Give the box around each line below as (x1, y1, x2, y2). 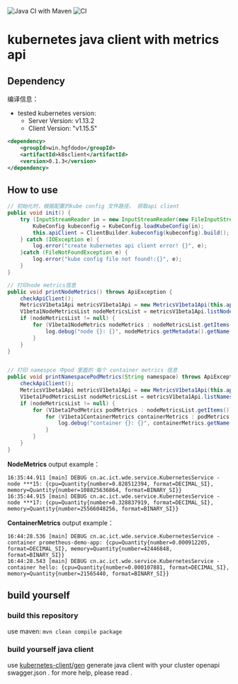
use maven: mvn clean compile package (7, 626, 123, 636)
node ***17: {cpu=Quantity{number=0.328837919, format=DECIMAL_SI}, (7, 498, 214, 506)
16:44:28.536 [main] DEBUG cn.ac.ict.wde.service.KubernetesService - (7, 533, 220, 540)
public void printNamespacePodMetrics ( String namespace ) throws (7, 373, 201, 380)
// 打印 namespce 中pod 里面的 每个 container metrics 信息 (7, 367, 178, 374)
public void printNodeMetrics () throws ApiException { (7, 288, 173, 295)
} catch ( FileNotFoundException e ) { (20, 249, 129, 256)
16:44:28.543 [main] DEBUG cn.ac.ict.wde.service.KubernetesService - (7, 557, 220, 565)
